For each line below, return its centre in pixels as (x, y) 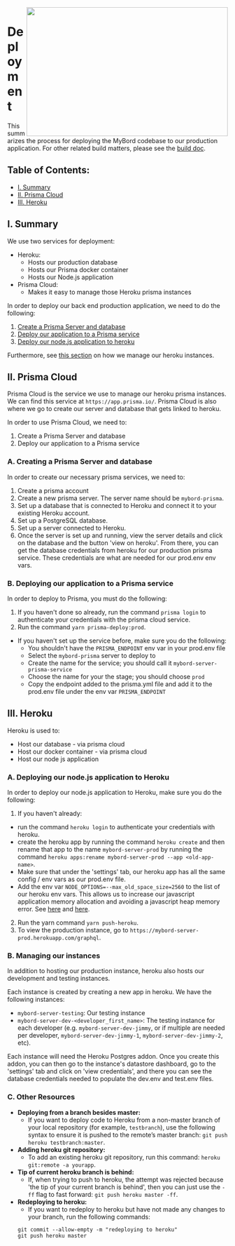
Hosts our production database (72, 262)
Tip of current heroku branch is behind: (76, 1172)
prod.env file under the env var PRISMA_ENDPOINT (97, 691)
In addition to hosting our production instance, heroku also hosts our (106, 971)
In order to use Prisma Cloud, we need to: (67, 422)
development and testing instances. (59, 979)
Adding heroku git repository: (61, 1149)
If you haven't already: (50, 814)
